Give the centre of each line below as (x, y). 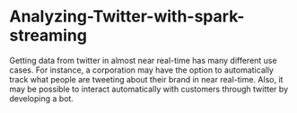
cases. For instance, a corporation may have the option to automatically (141, 70)
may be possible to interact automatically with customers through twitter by (149, 89)
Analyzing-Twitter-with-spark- (127, 17)
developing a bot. (42, 98)
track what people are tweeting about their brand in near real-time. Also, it (146, 79)
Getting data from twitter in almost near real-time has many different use (143, 60)
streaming (48, 35)
